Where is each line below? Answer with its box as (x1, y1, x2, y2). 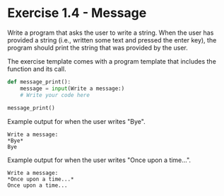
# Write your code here (20, 91, 90, 98)
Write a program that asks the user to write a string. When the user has (7, 28, 214, 37)
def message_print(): (7, 78, 71, 86)
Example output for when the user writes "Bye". (7, 117, 146, 126)
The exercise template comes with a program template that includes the (7, 57, 217, 65)
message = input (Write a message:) (20, 85, 125, 92)
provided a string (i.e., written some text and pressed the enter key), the (7, 35, 217, 44)
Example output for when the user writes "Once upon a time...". (7, 156, 191, 164)
